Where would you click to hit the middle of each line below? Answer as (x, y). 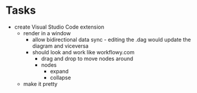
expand (59, 71)
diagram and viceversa (60, 46)
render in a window (47, 33)
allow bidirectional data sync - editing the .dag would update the (111, 39)
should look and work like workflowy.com (83, 52)
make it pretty (40, 83)
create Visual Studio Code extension (59, 27)
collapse (60, 77)
